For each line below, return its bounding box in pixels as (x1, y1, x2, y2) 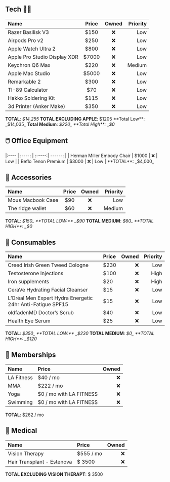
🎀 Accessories (5, 173, 52, 182)
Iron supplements (8, 278, 50, 285)
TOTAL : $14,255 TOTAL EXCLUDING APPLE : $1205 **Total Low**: (5, 116, 145, 122)
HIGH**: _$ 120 (5, 336, 37, 342)
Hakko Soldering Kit (8, 94, 55, 101)
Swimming (8, 399, 33, 406)
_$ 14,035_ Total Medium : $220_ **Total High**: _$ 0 (5, 121, 115, 127)
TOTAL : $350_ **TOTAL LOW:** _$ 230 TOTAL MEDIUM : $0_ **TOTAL (5, 330, 155, 337)
